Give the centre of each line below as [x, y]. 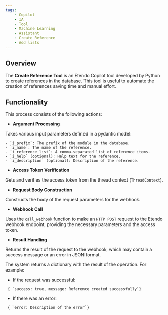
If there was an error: [34, 298]
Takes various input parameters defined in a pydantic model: [68, 134]
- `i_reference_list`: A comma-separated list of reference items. [78, 152]
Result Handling [30, 240]
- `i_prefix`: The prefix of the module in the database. [68, 143]
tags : [11, 10]
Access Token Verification [41, 170]
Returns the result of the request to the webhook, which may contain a [79, 250]
